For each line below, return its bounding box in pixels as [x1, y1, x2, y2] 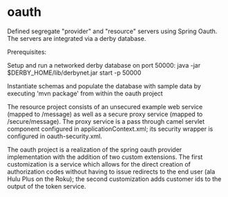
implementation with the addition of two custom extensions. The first [7, 153, 203, 161]
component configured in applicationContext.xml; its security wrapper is [7, 124, 213, 133]
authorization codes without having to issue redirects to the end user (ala [7, 167, 216, 176]
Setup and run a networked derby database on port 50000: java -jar [7, 61, 201, 69]
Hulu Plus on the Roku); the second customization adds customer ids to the [7, 174, 222, 183]
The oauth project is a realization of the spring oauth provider [7, 145, 182, 153]
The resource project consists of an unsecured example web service [7, 102, 203, 111]
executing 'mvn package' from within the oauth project [7, 89, 164, 97]
